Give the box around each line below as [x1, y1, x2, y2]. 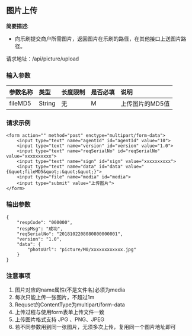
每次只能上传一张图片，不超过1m [14, 294, 95, 300]
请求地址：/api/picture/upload [6, 55, 79, 62]
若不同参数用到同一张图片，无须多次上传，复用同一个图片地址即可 [14, 324, 176, 330]
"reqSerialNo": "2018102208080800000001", [17, 231, 123, 237]
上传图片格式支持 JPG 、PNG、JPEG [14, 316, 105, 323]
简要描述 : [6, 23, 29, 30]
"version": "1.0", [17, 236, 62, 242]
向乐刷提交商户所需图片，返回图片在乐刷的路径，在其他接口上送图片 [14, 35, 181, 42]
